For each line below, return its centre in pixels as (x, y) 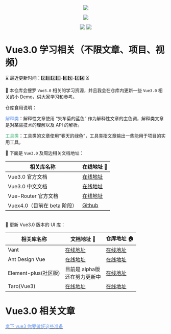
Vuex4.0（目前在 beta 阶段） (43, 206)
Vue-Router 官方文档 (33, 196)
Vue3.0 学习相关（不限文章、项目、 (80, 50)
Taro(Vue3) (22, 286)
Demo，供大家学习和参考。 (48, 97)
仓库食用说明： (21, 107)
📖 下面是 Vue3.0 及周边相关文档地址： (45, 153)
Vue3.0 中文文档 (28, 186)
